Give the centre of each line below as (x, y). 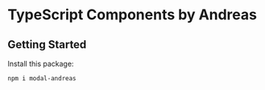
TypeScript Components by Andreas (132, 15)
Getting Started (47, 45)
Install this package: (41, 63)
